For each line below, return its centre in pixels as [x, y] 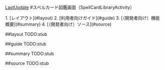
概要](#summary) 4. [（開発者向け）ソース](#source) [58, 24]
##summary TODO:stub [30, 53]
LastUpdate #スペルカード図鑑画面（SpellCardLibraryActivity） [70, 7]
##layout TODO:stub [26, 34]
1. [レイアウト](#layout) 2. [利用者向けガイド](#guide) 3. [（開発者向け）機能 [82, 18]
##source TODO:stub [27, 63]
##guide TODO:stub [26, 44]
